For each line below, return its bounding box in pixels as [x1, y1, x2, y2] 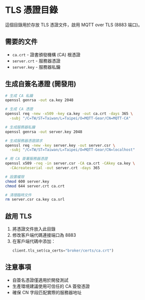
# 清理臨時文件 [5, 192, 32, 197]
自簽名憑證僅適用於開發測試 [12, 277, 69, 283]
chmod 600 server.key [5, 179, 50, 184]
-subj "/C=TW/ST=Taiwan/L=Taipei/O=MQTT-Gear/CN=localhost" [9, 148, 135, 152]
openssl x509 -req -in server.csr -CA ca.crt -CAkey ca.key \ [5, 161, 135, 166]
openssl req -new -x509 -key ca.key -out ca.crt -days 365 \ [5, 112, 133, 116]
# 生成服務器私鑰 [5, 124, 35, 130]
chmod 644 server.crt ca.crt [5, 184, 65, 188]
